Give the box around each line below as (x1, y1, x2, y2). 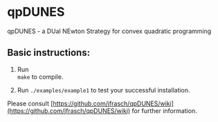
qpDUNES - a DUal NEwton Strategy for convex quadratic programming (7, 27, 212, 35)
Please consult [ (7, 99, 53, 108)
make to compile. (17, 72, 64, 81)
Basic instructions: (7, 47, 91, 59)
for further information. (131, 106, 197, 114)
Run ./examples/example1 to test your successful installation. (17, 85, 190, 94)
